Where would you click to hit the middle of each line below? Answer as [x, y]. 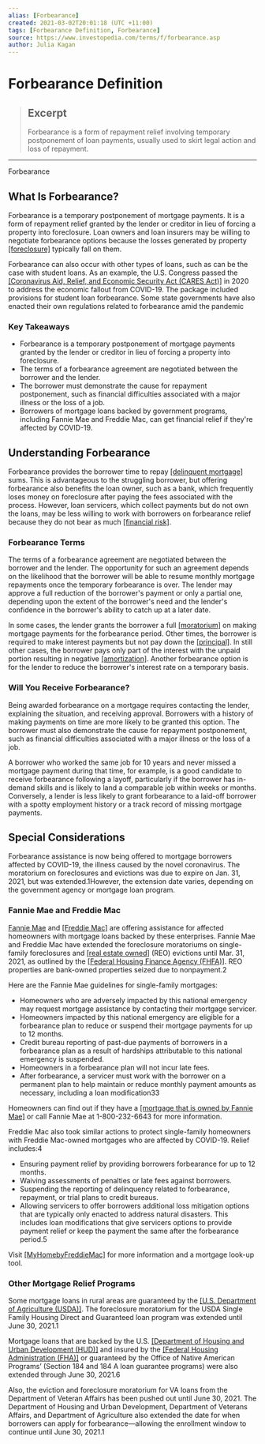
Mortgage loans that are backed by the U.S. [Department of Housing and [126, 1341]
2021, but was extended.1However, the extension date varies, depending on [131, 882]
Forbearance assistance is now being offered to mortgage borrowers [120, 856]
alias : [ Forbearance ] [44, 15]
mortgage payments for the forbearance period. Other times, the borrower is [132, 634]
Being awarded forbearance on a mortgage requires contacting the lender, [129, 705]
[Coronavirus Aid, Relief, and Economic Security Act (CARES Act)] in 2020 [129, 280]
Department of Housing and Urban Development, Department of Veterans [128, 1407]
